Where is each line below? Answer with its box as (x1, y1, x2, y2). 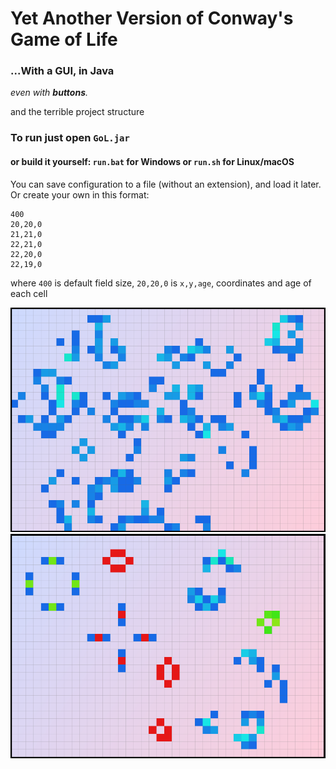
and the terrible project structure (10, 106, 145, 118)
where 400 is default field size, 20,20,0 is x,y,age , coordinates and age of (10, 277, 312, 289)
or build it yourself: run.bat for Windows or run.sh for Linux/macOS (10, 156, 295, 167)
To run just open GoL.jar (10, 131, 130, 145)
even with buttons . (10, 87, 89, 99)
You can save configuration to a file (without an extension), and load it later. (10, 178, 322, 190)
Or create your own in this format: (10, 188, 150, 201)
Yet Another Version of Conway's (10, 7, 294, 30)
